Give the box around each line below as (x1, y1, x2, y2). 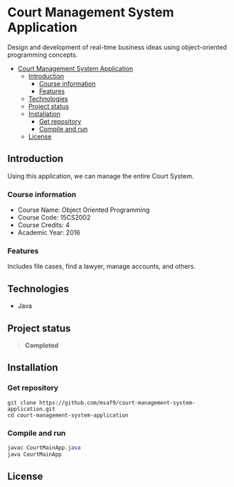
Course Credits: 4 (17, 221, 70, 230)
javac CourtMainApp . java (7, 444, 81, 451)
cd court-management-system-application (7, 412, 129, 419)
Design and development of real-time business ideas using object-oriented (7, 43, 228, 51)
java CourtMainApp (7, 451, 62, 458)
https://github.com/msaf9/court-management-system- (38, 399, 196, 406)
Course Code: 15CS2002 (17, 213, 91, 222)
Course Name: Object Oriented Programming (17, 205, 150, 214)
